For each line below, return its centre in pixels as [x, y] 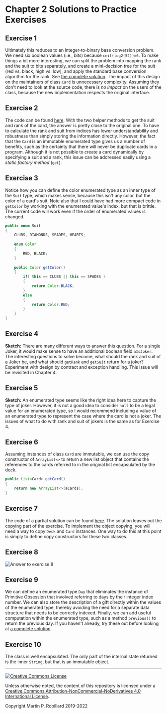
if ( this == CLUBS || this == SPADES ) [64, 277]
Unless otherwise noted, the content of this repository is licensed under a [80, 686]
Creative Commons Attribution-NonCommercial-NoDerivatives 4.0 [73, 691]
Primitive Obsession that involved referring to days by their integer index [79, 597]
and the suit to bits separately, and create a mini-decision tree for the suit [80, 66]
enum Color [25, 244]
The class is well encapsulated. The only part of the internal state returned [81, 657]
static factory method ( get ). [34, 162]
